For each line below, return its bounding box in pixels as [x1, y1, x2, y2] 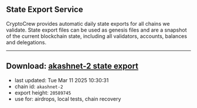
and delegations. [6, 39, 47, 46]
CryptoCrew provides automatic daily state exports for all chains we [6, 20, 170, 27]
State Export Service [6, 5, 83, 15]
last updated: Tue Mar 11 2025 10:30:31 [14, 76, 109, 83]
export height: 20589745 [14, 89, 72, 96]
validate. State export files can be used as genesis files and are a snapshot [6, 26, 187, 33]
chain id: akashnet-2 [14, 83, 63, 90]
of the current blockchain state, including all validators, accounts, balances [6, 32, 188, 40]
